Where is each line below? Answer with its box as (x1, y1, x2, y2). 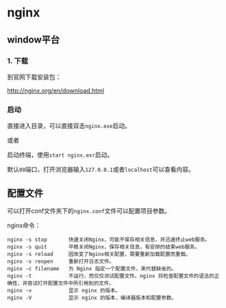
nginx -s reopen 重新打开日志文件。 (7, 258, 115, 265)
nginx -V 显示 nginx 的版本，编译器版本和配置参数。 (7, 294, 177, 301)
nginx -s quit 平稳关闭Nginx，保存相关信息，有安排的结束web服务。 (7, 243, 201, 251)
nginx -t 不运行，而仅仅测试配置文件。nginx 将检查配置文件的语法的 (7, 272, 214, 279)
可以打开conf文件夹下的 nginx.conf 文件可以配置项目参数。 (7, 207, 171, 215)
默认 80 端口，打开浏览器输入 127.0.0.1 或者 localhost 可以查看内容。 (7, 166, 195, 174)
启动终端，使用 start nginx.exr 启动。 (7, 151, 114, 159)
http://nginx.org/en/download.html (7, 86, 105, 94)
